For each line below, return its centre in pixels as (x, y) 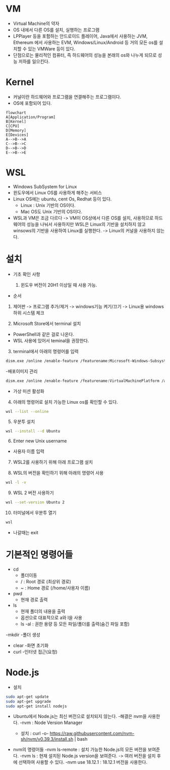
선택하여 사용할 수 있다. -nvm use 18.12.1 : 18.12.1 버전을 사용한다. (83, 762)
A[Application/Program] (31, 117)
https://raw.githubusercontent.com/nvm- (92, 734)
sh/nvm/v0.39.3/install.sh (47, 739)
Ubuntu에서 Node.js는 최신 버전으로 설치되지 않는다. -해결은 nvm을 (80, 716)
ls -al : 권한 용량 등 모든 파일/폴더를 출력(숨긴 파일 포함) (75, 624)
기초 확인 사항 (26, 274)
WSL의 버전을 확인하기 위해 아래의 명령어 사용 (58, 473)
